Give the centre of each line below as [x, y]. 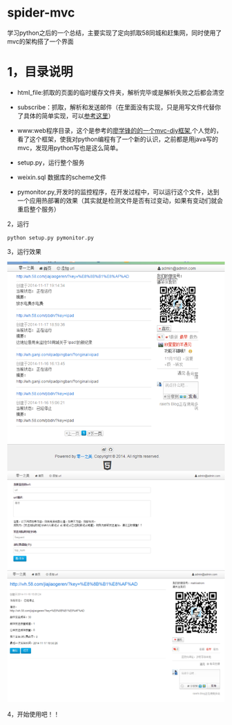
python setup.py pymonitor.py [51, 238]
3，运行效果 [24, 251]
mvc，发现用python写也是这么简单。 [69, 147]
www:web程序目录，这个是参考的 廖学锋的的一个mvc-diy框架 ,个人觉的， [120, 130]
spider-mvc [41, 13]
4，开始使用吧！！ [33, 715]
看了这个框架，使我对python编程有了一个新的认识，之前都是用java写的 [118, 139]
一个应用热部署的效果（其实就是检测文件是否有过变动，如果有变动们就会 [120, 200]
